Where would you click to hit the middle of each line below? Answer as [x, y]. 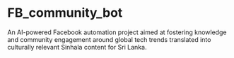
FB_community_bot [65, 13]
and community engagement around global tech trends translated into [109, 39]
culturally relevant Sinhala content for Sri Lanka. [77, 47]
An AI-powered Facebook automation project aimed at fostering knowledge [117, 32]
